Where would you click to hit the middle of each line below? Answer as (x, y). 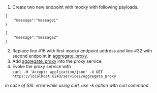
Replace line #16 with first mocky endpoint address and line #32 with (82, 51)
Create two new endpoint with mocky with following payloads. (75, 7)
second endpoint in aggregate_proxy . (50, 56)
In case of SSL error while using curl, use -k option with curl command (77, 85)
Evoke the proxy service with (42, 66)
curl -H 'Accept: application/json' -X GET (58, 72)
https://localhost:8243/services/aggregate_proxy (64, 76)
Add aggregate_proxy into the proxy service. (57, 61)
